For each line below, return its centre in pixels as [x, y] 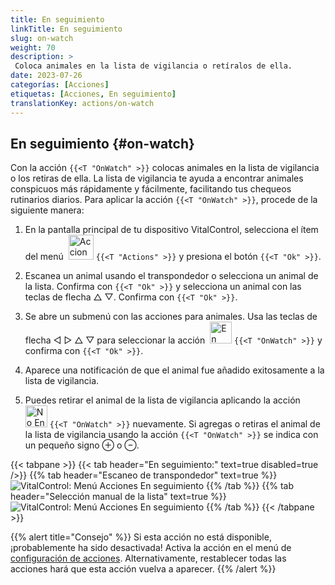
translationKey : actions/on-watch [82, 103]
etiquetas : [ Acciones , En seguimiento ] [93, 94]
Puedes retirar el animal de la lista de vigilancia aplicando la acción [162, 400]
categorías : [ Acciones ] [60, 85]
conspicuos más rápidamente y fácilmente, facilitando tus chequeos [151, 189]
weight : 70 [33, 47]
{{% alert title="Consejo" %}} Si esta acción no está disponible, [141, 537]
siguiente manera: [47, 210]
